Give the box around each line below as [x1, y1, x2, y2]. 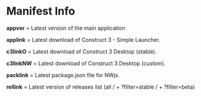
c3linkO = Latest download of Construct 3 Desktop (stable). [6, 47, 157, 55]
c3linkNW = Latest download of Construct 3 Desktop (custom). [6, 60, 166, 67]
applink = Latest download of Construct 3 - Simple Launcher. [6, 36, 160, 43]
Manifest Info [6, 4, 76, 18]
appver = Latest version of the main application [6, 24, 126, 32]
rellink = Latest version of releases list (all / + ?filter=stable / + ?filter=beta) [6, 83, 195, 91]
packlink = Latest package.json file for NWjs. [6, 71, 120, 78]
